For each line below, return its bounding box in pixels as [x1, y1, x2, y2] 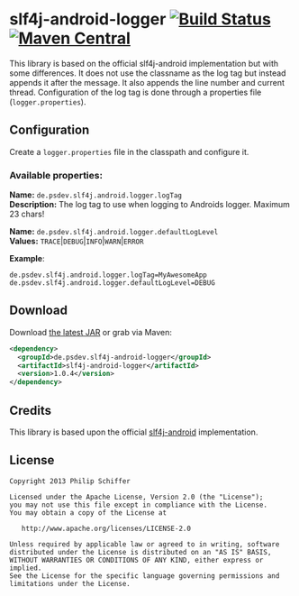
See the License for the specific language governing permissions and [9, 571, 280, 581]
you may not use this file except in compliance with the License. [9, 500, 268, 509]
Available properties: [9, 169, 104, 181]
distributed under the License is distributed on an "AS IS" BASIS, [9, 547, 272, 556]
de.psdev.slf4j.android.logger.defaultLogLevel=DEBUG [9, 279, 216, 288]
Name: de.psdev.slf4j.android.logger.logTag [9, 189, 183, 200]
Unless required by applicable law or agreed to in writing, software [9, 539, 280, 549]
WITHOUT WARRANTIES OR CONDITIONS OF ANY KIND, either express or [9, 555, 264, 564]
